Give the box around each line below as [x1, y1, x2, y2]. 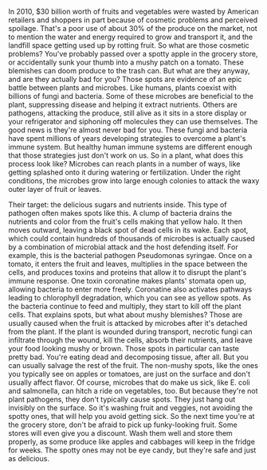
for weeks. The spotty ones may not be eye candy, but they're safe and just [8, 445, 257, 455]
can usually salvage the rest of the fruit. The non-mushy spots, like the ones [8, 361, 259, 370]
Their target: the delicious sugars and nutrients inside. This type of [8, 200, 227, 210]
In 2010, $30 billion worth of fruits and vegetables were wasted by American [8, 7, 259, 16]
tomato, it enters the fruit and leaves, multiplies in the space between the [8, 259, 248, 268]
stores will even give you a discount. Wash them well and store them [8, 429, 233, 437]
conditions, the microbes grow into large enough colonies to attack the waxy [8, 176, 260, 186]
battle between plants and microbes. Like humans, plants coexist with [8, 83, 238, 92]
